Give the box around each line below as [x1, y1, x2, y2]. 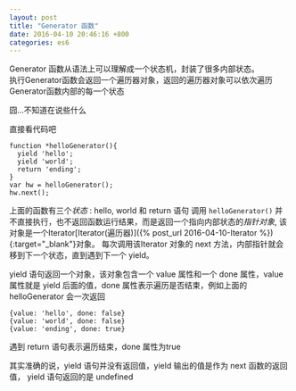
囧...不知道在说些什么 [9, 104, 87, 116]
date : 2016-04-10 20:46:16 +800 [9, 29, 129, 38]
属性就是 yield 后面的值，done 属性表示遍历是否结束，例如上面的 [9, 280, 248, 291]
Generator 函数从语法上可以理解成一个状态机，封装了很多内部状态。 [9, 63, 260, 74]
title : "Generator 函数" [9, 21, 99, 30]
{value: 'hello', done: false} [9, 309, 126, 318]
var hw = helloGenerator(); [9, 180, 114, 190]
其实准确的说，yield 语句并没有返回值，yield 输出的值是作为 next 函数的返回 [9, 361, 288, 371]
